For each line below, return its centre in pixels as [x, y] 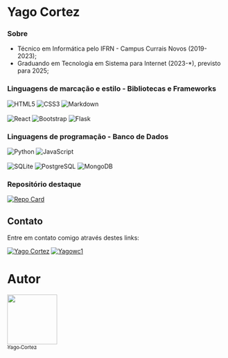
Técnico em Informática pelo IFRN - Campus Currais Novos [102, 48]
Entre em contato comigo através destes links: [73, 238]
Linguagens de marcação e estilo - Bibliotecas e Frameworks [112, 89]
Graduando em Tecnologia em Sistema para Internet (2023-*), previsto [119, 64]
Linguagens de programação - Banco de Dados [88, 136]
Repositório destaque [44, 184]
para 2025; [33, 71]
